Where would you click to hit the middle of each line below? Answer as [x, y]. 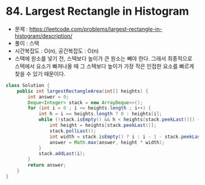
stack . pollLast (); [73, 131]
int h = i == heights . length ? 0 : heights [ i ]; [100, 114]
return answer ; [47, 165]
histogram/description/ [43, 36]
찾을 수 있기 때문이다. [40, 74]
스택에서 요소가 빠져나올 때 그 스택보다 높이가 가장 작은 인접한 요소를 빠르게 [104, 66]
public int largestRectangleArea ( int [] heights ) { [83, 91]
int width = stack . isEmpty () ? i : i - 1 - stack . [115, 137]
